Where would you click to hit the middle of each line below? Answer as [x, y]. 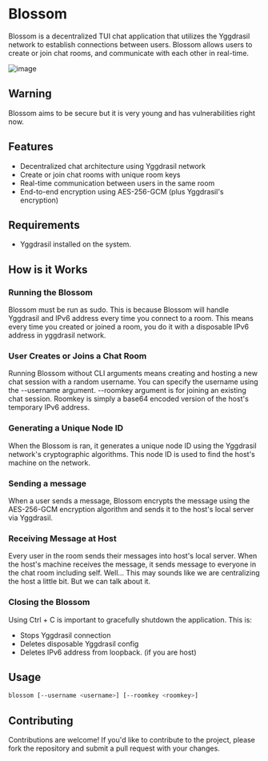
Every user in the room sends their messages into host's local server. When [133, 556]
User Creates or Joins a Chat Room [78, 355]
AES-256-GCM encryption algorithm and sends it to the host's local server [131, 509]
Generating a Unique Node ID [66, 428]
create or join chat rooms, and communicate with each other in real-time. [129, 53]
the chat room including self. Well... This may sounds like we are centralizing [134, 573]
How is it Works [48, 269]
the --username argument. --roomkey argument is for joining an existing [127, 391]
